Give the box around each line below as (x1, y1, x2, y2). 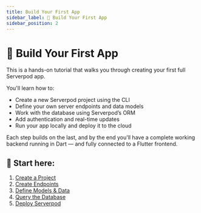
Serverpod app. (6, 73, 46, 80)
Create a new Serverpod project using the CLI (15, 96, 131, 104)
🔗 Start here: (6, 158, 55, 168)
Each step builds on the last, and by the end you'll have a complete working (6, 134, 196, 141)
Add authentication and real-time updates (15, 116, 120, 123)
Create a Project (15, 174, 56, 181)
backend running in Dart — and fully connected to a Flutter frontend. (6, 140, 178, 147)
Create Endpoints (15, 180, 59, 188)
